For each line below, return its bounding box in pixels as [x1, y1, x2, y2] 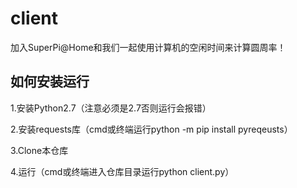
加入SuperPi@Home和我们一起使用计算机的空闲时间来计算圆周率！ [10, 41, 287, 53]
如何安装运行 [10, 73, 90, 91]
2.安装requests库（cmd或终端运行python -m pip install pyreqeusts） [10, 123, 293, 135]
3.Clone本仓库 [10, 144, 69, 156]
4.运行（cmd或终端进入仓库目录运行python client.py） [10, 165, 235, 177]
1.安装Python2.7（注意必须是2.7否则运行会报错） [10, 102, 212, 114]
